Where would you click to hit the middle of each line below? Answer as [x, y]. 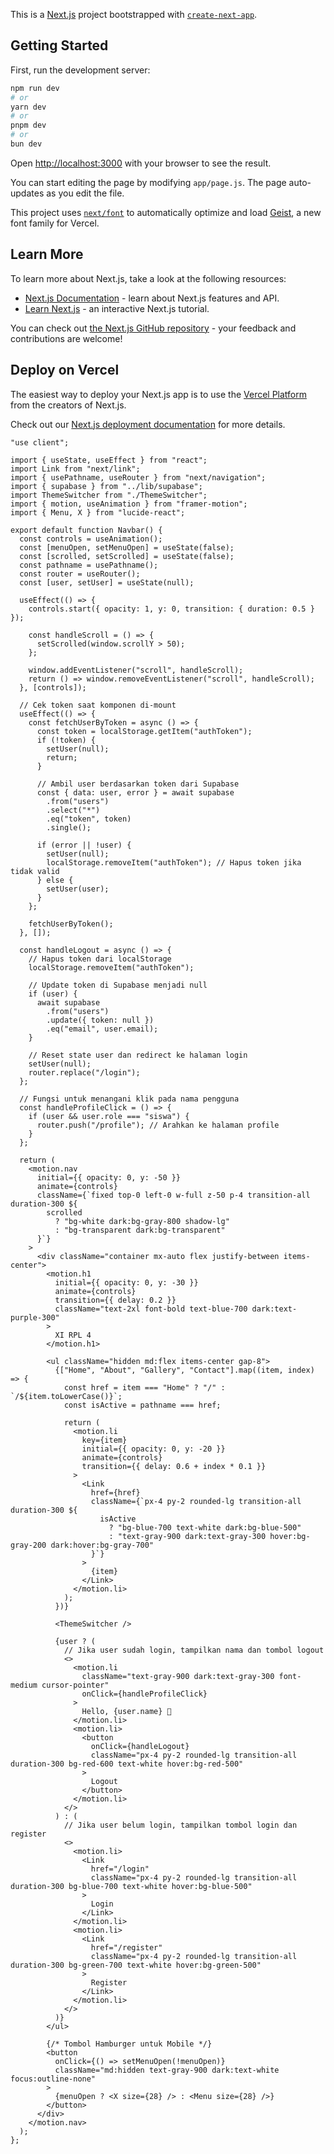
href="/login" [120, 1869]
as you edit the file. [85, 193]
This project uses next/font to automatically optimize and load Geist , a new [166, 212]
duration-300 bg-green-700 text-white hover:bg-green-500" [136, 1965]
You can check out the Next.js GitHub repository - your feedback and [153, 328]
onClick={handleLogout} [140, 1746]
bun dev [26, 144]
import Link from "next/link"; [75, 469]
